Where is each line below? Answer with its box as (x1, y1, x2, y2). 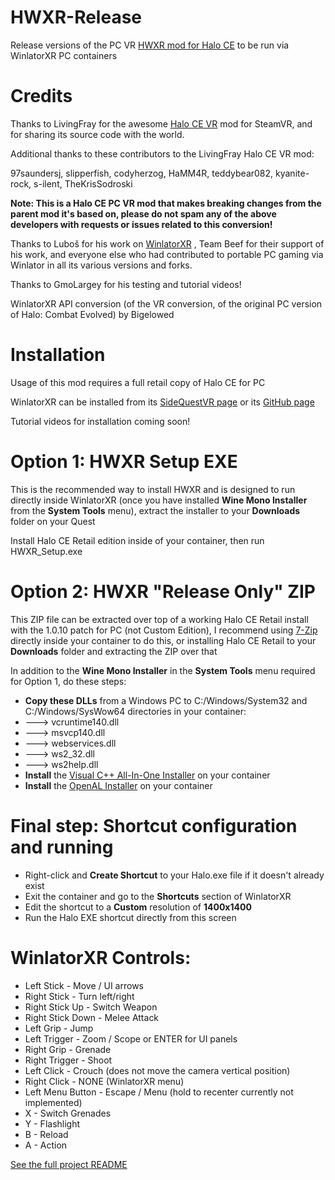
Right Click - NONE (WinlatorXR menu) (24, 1075, 185, 1087)
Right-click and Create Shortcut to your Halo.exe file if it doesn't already (24, 869, 325, 881)
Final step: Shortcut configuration (10, 814, 298, 837)
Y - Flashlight (24, 1117, 81, 1130)
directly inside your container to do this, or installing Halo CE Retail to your (10, 634, 317, 646)
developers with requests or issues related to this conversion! (10, 218, 273, 230)
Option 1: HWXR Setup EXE (10, 451, 238, 473)
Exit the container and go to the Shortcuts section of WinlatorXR (24, 890, 292, 902)
